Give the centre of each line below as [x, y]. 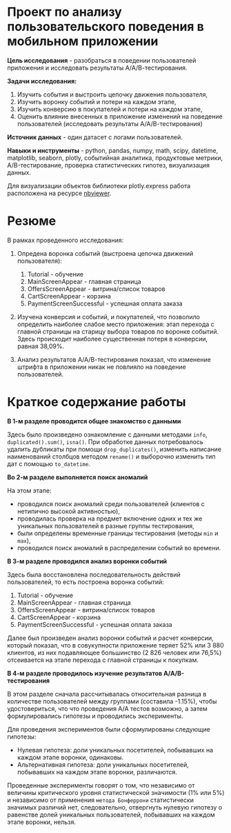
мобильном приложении [83, 41]
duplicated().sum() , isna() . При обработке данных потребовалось [105, 441]
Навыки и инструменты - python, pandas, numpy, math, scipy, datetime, [113, 150]
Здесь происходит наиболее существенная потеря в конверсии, [112, 339]
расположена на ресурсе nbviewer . [59, 193]
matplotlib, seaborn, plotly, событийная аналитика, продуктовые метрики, [115, 158]
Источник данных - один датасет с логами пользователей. [95, 137]
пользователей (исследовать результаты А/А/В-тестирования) [110, 123]
